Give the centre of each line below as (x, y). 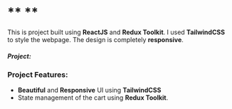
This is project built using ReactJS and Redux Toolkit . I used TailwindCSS (116, 32)
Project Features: (38, 74)
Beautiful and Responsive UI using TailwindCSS (89, 90)
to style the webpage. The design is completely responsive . (95, 39)
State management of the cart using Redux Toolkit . (93, 98)
